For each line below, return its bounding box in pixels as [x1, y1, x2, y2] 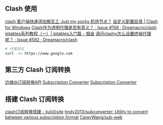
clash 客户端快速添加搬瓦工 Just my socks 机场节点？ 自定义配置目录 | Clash [5, 18, 158, 24]
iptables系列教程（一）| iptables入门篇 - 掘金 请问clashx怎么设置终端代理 [5, 31, 151, 36]
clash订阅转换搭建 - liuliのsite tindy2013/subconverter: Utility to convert [5, 109, 148, 115]
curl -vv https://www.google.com [5, 51, 73, 56]
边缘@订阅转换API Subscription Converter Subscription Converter [5, 79, 137, 85]
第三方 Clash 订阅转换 [5, 65, 71, 74]
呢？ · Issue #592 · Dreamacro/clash [5, 36, 78, 42]
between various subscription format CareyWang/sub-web [5, 114, 123, 120]
